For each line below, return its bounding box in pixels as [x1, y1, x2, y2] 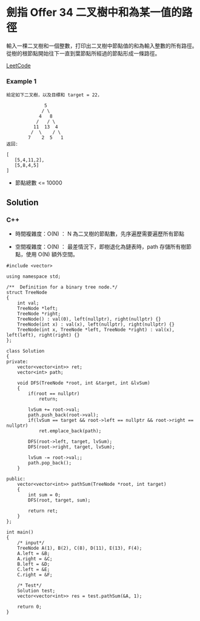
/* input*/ [17, 539, 45, 546]
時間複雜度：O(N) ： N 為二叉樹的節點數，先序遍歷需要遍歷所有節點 [15, 230, 185, 237]
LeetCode [6, 61, 32, 69]
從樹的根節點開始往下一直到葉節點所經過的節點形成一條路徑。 [6, 49, 161, 57]
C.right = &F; [17, 572, 53, 578]
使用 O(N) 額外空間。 [25, 250, 79, 258]
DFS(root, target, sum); [28, 497, 91, 503]
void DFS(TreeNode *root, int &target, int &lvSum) [17, 380, 150, 386]
